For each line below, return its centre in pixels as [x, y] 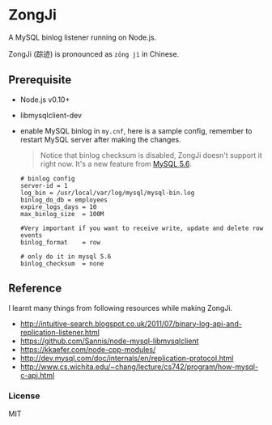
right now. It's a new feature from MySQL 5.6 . [116, 164]
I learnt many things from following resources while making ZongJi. [121, 308]
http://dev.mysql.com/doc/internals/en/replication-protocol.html [127, 358]
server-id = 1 [44, 185]
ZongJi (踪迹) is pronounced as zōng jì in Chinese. [94, 53]
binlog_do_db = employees [64, 200]
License [24, 396]
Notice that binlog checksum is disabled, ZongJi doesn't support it [151, 155]
